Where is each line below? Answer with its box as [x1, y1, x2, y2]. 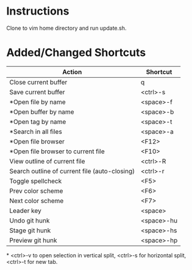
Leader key [9, 206, 41, 215]
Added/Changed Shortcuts [6, 46, 146, 60]
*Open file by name [9, 97, 66, 106]
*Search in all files [9, 127, 62, 136]
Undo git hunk [9, 216, 50, 224]
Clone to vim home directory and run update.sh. [6, 24, 127, 32]
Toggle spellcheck [9, 176, 62, 185]
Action [62, 67, 82, 76]
